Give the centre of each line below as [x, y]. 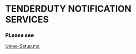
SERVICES [27, 19]
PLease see [20, 35]
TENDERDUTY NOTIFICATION [69, 9]
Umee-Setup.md [22, 46]
